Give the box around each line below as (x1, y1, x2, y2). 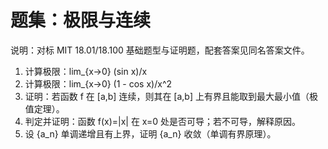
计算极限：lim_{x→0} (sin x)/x (24, 65, 148, 77)
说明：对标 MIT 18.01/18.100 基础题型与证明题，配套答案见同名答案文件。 (10, 44, 310, 56)
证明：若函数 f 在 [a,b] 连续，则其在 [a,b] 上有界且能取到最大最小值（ (24, 90, 310, 102)
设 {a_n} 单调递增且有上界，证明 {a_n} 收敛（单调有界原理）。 (24, 127, 277, 140)
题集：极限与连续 (10, 9, 152, 32)
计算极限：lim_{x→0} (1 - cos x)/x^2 (24, 77, 173, 90)
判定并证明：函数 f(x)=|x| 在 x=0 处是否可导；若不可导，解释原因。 (24, 115, 302, 127)
